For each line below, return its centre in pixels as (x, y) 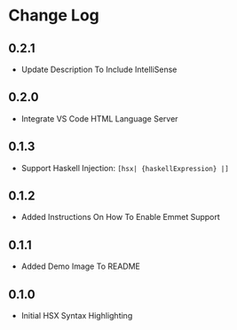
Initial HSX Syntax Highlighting (77, 316)
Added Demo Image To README (81, 266)
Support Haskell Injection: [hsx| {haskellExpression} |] (125, 168)
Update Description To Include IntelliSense (99, 69)
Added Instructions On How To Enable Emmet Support (121, 217)
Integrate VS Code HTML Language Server (99, 118)
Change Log (54, 16)
